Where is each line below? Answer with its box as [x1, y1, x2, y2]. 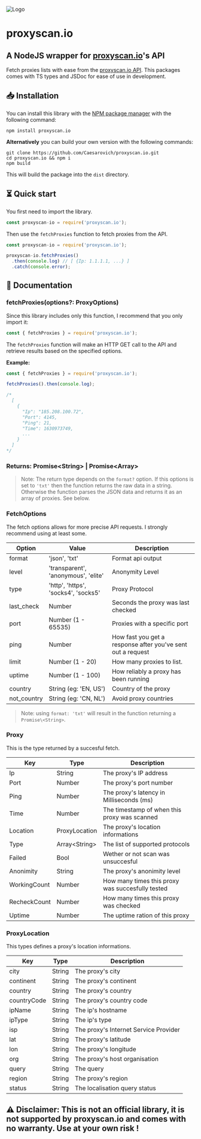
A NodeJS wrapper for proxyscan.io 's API [6, 50, 165, 61]
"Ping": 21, [22, 420, 52, 426]
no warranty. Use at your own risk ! [6, 1123, 139, 1133]
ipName [9, 1006, 32, 1014]
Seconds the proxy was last [111, 598, 190, 607]
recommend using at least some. [6, 529, 87, 537]
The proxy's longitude [74, 1045, 136, 1053]
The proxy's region [74, 1074, 128, 1083]
